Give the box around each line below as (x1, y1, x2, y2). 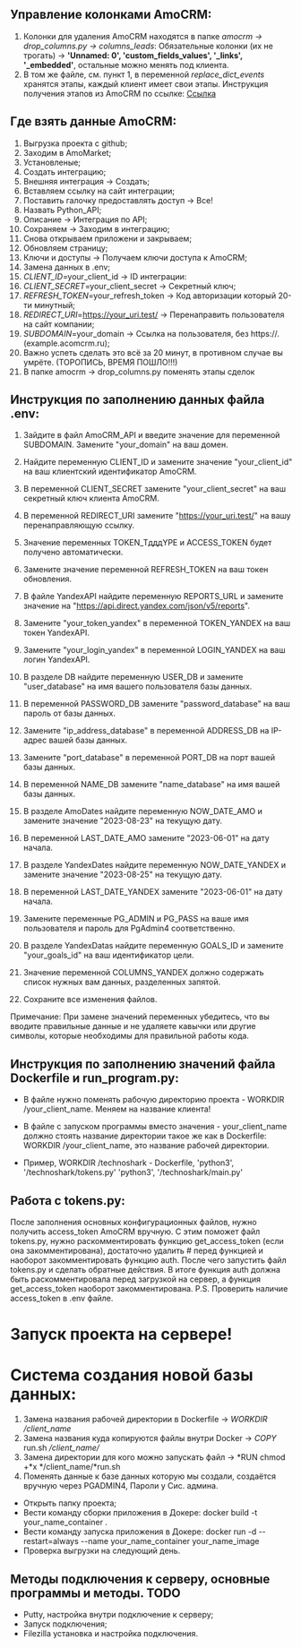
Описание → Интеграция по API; (22, 214, 148, 225)
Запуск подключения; (22, 1618, 107, 1629)
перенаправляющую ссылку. (22, 519, 135, 531)
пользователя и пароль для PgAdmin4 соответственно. (22, 923, 236, 934)
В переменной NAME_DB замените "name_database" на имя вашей (22, 779, 280, 790)
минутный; (33, 299, 75, 310)
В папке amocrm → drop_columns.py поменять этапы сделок (22, 366, 255, 377)
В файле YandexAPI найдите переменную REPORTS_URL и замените (22, 591, 284, 602)
